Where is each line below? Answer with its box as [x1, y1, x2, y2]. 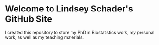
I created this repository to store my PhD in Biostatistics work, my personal [5, 29, 155, 35]
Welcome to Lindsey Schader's [5, 3, 134, 14]
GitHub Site [5, 13, 53, 24]
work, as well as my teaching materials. [5, 34, 84, 40]
